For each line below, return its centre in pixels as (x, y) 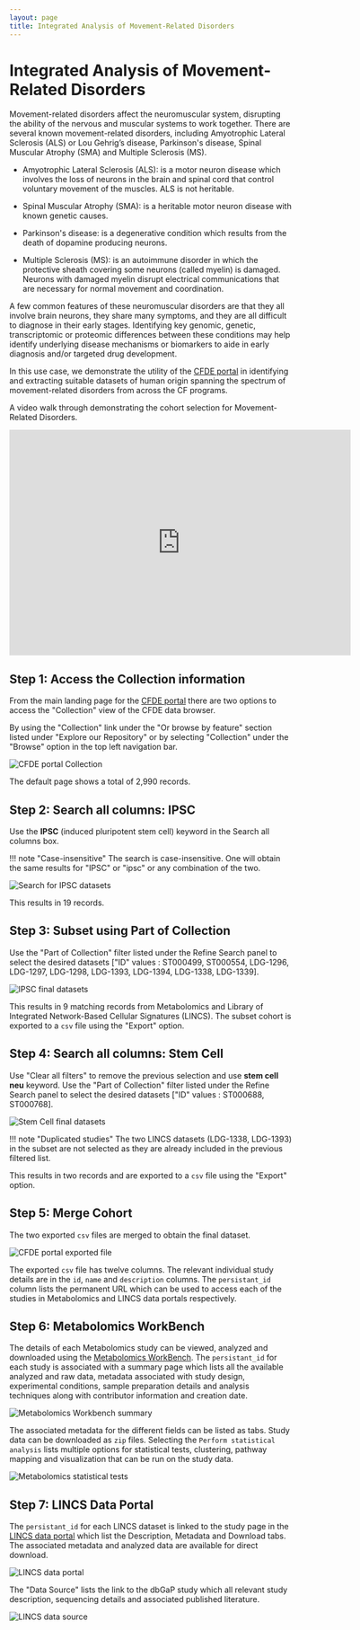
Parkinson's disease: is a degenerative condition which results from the (154, 233)
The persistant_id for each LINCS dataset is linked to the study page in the (149, 1527)
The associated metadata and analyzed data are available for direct (134, 1546)
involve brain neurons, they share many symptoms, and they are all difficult (148, 316)
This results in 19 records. (57, 903)
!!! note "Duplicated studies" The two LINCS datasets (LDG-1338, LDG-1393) (151, 1139)
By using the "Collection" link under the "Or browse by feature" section (140, 727)
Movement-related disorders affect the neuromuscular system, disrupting (145, 114)
